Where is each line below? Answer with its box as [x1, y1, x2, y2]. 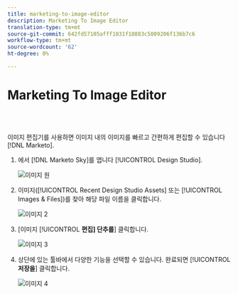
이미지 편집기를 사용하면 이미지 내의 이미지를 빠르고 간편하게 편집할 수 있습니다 [7, 132, 226, 141]
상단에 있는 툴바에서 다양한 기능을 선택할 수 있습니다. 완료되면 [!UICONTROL [17, 255, 231, 263]
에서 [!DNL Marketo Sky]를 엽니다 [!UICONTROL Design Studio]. [17, 155, 203, 164]
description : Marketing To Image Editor [7, 17, 129, 24]
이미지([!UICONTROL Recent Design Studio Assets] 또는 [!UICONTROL [17, 186, 222, 194]
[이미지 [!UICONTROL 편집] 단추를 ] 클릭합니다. [17, 225, 149, 233]
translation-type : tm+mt [7, 23, 81, 31]
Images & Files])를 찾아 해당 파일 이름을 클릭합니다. [17, 194, 162, 203]
